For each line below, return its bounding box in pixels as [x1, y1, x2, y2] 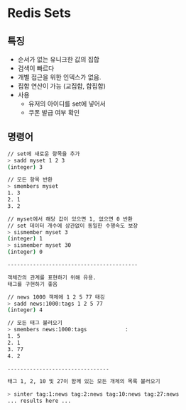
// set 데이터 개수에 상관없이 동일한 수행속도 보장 [7, 222, 138, 229]
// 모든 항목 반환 [7, 176, 53, 184]
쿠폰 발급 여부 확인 [28, 109, 80, 116]
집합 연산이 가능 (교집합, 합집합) [17, 82, 106, 90]
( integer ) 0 [7, 248, 43, 256]
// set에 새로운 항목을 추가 [7, 150, 80, 157]
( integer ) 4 [7, 306, 43, 314]
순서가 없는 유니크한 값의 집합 [17, 55, 99, 63]
